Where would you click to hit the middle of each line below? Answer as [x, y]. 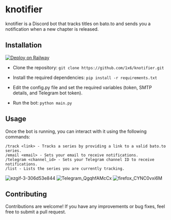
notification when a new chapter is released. [52, 29]
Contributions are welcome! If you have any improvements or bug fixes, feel [85, 207]
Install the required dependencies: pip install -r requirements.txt [85, 77]
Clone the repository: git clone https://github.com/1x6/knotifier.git [88, 67]
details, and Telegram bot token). [48, 93]
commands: [18, 136]
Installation [24, 45]
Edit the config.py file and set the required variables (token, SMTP [82, 87]
